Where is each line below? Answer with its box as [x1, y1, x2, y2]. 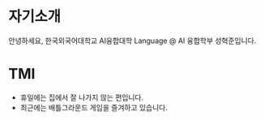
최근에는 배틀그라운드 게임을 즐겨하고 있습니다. [19, 102, 168, 112]
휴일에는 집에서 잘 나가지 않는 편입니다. [19, 92, 144, 102]
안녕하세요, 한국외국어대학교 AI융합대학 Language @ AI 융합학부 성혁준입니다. [8, 36, 257, 45]
